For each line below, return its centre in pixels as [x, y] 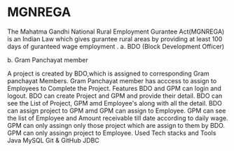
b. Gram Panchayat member [48, 59]
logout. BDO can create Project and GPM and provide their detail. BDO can [115, 96]
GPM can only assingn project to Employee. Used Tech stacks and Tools [112, 133]
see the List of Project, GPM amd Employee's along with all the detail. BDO [115, 103]
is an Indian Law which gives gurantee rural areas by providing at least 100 [115, 38]
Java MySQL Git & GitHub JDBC [53, 140]
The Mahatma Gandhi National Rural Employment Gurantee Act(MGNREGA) [116, 31]
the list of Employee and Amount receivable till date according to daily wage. [118, 118]
